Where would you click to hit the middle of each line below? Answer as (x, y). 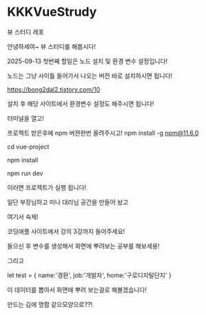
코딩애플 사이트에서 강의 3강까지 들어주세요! (66, 231)
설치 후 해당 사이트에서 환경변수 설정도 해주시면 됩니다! (81, 103)
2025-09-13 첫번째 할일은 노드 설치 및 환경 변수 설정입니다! (87, 61)
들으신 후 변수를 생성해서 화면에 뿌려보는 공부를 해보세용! (83, 246)
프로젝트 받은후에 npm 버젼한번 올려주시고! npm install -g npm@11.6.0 (103, 133)
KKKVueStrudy (52, 12)
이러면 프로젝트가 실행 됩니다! (47, 187)
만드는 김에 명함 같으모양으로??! (50, 304)
